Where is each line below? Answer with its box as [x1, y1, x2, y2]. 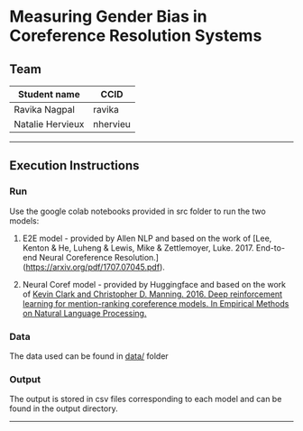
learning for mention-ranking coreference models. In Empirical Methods [22, 298, 289, 308]
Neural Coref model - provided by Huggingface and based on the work [22, 279, 287, 289]
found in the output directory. [9, 403, 119, 414]
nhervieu [93, 118, 131, 130]
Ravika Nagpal [14, 104, 75, 115]
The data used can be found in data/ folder [9, 350, 169, 362]
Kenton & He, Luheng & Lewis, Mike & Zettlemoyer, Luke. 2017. [22, 242, 254, 253]
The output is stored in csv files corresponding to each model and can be [9, 394, 282, 405]
